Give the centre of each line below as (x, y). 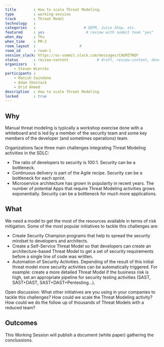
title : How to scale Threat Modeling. (53, 10)
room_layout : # (43, 46)
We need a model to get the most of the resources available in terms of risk (81, 221)
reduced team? (20, 307)
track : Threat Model (35, 19)
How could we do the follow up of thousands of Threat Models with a (74, 302)
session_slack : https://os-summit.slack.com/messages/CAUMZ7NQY (72, 55)
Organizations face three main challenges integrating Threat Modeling (75, 148)
